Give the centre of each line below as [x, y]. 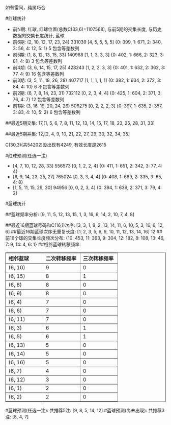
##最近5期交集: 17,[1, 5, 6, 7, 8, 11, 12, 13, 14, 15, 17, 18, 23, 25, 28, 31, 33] [80, 123]
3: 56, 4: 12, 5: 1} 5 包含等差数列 [46, 48]
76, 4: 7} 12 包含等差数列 [38, 99]
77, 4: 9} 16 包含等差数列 [38, 74]
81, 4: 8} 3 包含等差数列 [37, 61]
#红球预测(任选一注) [26, 156]
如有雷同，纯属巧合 [25, 7]
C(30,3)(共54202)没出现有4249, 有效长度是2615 [56, 145]
